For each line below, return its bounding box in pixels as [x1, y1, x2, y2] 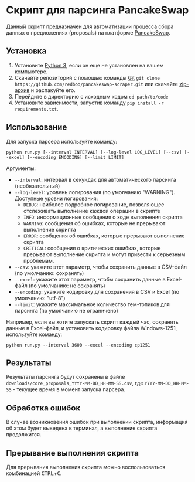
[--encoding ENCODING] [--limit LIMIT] [27, 154, 125, 160]
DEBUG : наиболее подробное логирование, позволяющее [23, 201, 165, 208]
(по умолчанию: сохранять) [14, 269, 84, 276]
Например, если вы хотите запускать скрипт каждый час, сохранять [6, 318, 179, 325]
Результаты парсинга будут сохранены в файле [6, 374, 125, 381]
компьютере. [14, 68, 48, 75]
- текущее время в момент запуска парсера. [12, 386, 126, 393]
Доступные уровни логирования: [14, 195, 98, 202]
